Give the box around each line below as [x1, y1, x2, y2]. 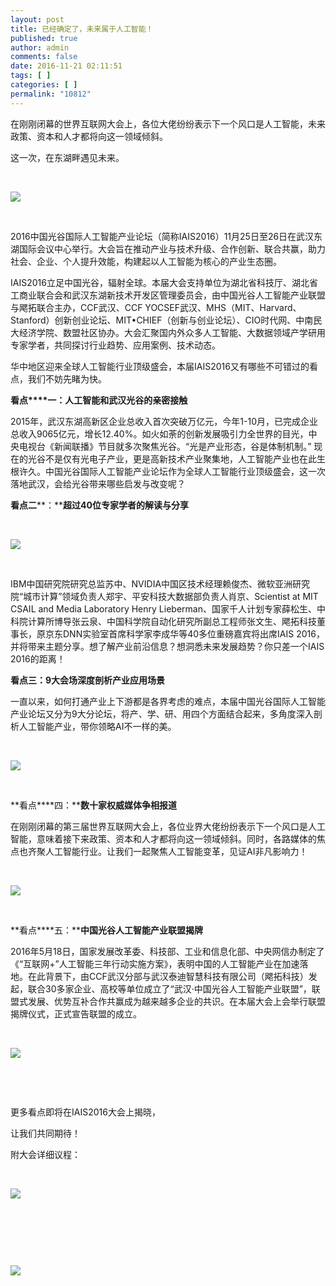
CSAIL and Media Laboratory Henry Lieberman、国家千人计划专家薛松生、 [10, 602, 317, 615]
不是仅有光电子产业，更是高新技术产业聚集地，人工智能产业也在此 [44, 452, 317, 465]
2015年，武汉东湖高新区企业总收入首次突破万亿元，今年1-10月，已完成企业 [10, 415, 319, 427]
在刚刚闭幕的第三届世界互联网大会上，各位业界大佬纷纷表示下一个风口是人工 [10, 820, 326, 832]
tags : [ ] [10, 71, 52, 81]
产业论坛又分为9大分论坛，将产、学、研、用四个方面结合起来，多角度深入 [10, 707, 314, 720]
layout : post [10, 14, 65, 25]
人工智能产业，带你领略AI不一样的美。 [18, 720, 177, 732]
